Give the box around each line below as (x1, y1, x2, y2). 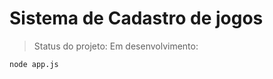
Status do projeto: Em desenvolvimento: (33, 40, 199, 52)
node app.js (9, 59, 59, 69)
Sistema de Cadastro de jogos (9, 7, 264, 30)
